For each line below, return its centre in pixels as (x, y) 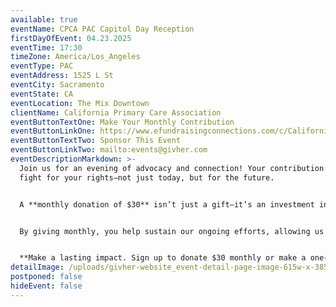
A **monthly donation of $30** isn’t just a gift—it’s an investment (167, 204)
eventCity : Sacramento (57, 85)
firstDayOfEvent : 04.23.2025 (71, 38)
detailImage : (37, 267)
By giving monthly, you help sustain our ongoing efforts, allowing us (172, 231)
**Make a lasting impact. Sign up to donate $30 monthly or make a (163, 258)
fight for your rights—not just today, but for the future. (147, 177)
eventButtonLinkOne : (53, 131)
